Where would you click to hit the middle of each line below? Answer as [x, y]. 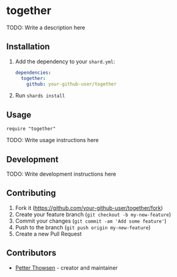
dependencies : [33, 73]
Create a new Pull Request [49, 234]
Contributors [31, 253]
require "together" [31, 129]
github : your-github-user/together [72, 84]
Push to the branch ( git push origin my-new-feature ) [83, 227]
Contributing [31, 193]
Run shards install [40, 96]
